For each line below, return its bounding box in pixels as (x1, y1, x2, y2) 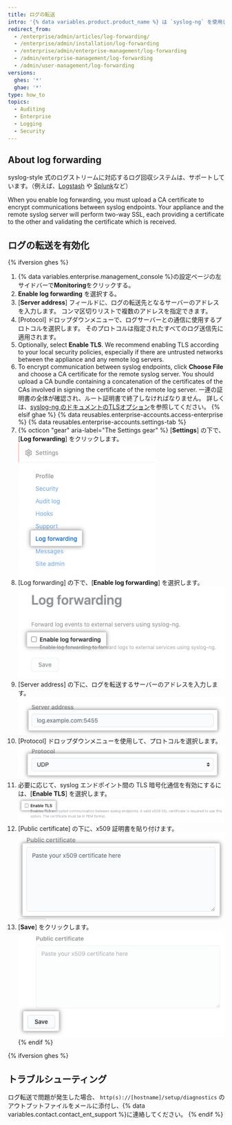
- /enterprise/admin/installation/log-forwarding (14, 40, 159, 48)
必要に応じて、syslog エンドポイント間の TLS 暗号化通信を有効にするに (17, 780, 222, 789)
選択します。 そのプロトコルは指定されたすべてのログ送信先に (48, 325, 224, 333)
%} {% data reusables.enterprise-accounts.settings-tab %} (17, 418, 187, 426)
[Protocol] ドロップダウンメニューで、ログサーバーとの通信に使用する (17, 316, 216, 324)
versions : (8, 69, 36, 76)
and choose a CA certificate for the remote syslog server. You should (17, 370, 214, 378)
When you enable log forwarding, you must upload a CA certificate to (8, 195, 204, 204)
